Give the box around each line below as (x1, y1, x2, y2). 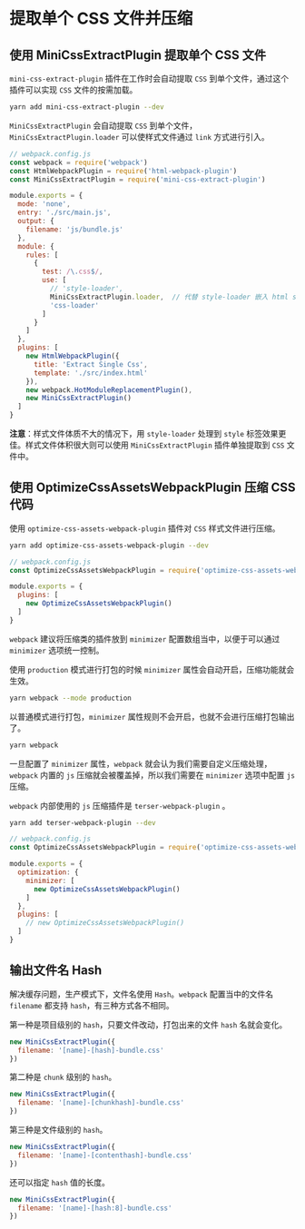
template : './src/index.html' (33, 369, 148, 378)
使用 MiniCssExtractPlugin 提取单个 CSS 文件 (9, 47, 266, 63)
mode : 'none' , (17, 200, 71, 209)
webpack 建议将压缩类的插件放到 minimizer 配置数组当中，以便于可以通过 (9, 633, 280, 644)
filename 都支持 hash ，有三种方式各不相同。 (9, 999, 174, 1010)
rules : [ (25, 251, 59, 260)
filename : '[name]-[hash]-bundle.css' (17, 1046, 165, 1055)
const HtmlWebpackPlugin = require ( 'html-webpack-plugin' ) (9, 166, 238, 175)
